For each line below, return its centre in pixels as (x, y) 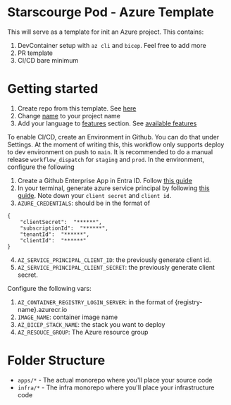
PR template (35, 53)
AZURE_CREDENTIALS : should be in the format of (83, 203)
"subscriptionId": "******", (64, 228)
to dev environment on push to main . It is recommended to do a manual (110, 151)
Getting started (53, 89)
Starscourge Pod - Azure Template (111, 12)
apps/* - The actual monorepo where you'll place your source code (115, 380)
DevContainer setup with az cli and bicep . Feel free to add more (112, 45)
